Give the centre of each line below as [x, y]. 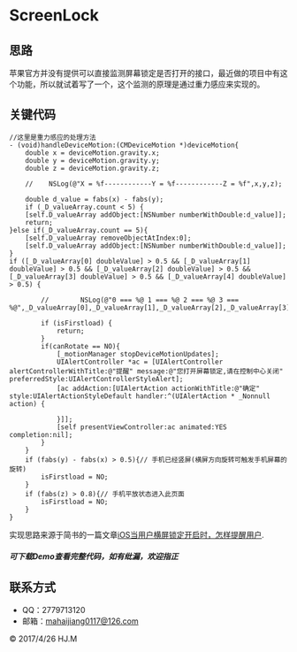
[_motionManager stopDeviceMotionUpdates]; [137, 354]
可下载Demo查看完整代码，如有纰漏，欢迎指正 [94, 556]
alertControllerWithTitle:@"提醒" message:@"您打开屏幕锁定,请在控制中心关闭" [146, 371]
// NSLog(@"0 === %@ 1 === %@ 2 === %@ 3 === [140, 300]
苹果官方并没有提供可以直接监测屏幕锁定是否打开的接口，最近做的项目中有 [145, 73]
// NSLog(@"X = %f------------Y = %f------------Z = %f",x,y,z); [154, 184]
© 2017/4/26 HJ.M [43, 639]
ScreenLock [54, 15]
